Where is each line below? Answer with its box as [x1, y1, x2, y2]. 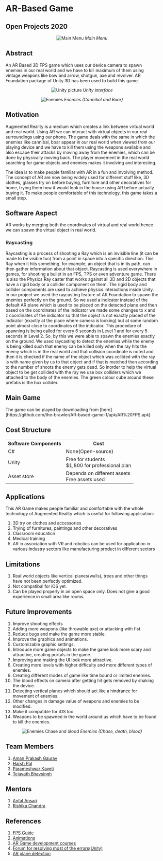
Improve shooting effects [12, 621, 63, 627]
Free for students [65, 456, 105, 463]
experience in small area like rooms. [12, 593, 84, 599]
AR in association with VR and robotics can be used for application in [12, 541, 151, 547]
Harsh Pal [12, 760, 33, 766]
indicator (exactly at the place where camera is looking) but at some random [5, 317, 158, 323]
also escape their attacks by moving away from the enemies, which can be [5, 149, 155, 155]
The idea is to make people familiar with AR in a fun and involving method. [5, 169, 154, 175]
